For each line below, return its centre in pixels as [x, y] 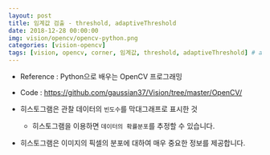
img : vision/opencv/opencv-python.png [73, 38]
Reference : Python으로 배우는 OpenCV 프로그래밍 [101, 76]
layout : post [30, 16]
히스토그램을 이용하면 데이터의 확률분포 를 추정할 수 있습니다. [123, 126]
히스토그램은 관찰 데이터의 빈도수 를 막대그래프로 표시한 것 [109, 109]
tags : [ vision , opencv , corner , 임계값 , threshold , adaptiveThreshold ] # [132, 53]
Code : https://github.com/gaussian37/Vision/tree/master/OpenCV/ [131, 92]
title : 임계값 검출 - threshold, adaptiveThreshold [92, 23]
